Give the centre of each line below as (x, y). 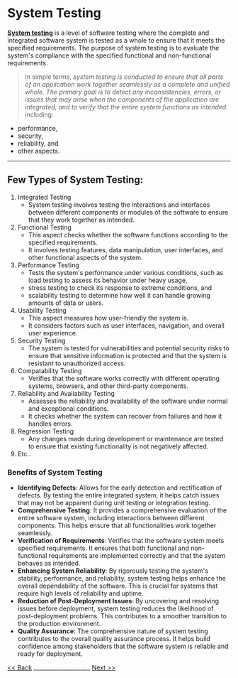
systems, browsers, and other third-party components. (108, 386)
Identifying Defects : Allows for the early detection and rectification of (120, 488)
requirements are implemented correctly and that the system (137, 556)
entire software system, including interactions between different (111, 518)
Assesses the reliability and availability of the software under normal (128, 401)
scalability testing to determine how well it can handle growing (119, 295)
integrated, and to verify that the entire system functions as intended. (126, 107)
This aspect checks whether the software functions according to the (128, 235)
